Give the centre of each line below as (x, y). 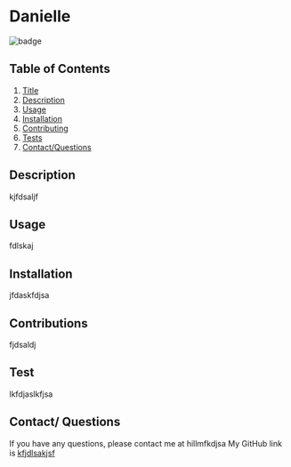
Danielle (40, 16)
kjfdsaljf (24, 197)
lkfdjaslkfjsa (31, 394)
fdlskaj (21, 246)
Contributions (48, 323)
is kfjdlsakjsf (32, 453)
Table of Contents (60, 69)
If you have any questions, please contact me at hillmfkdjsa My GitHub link (146, 443)
